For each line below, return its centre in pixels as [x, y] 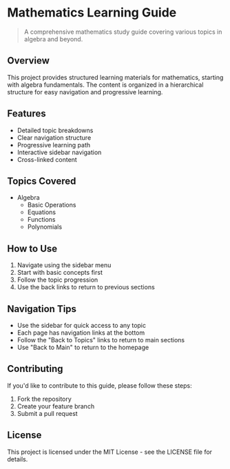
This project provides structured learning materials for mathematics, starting [115, 77]
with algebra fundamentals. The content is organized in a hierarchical [105, 85]
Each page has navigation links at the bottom [81, 333]
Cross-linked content [47, 159]
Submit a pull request [47, 413]
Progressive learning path [54, 145]
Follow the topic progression [57, 280]
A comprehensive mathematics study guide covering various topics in [123, 32]
